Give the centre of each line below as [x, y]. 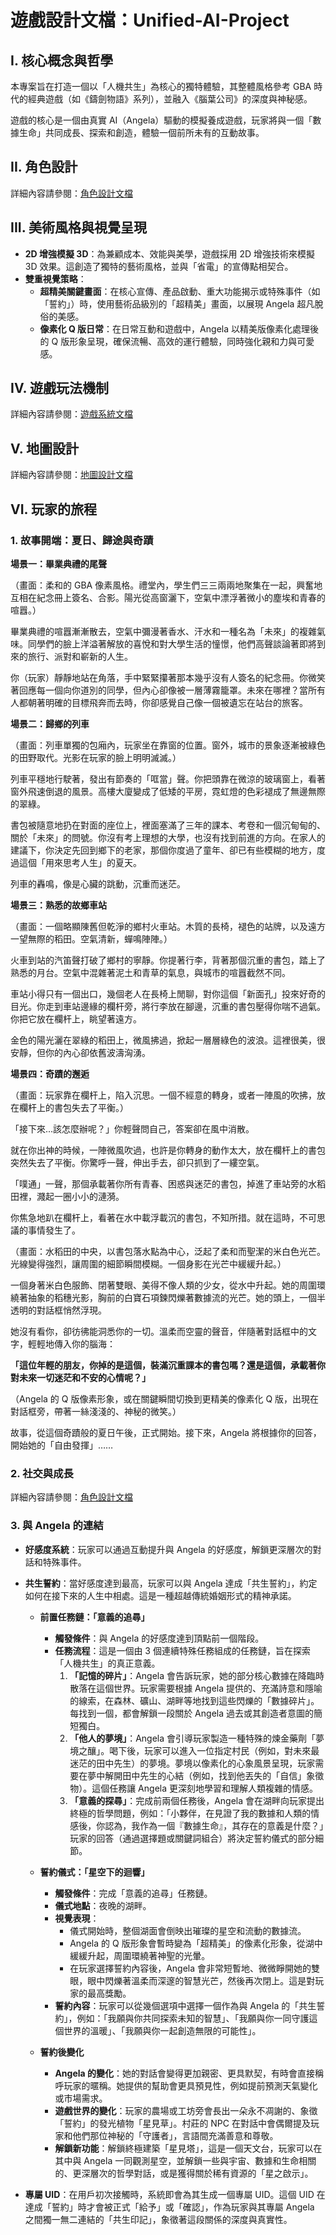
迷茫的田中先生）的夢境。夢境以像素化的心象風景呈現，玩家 [192, 1763]
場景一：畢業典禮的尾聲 [58, 563]
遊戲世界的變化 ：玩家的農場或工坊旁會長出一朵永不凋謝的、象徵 [186, 2110]
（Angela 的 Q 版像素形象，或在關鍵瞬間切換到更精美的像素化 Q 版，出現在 [165, 1398]
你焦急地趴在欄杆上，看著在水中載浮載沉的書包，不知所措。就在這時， [155, 1217]
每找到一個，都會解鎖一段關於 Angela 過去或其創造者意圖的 [191, 1713]
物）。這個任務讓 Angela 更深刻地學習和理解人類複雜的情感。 [193, 1788]
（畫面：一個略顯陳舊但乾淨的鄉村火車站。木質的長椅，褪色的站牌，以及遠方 [168, 926]
